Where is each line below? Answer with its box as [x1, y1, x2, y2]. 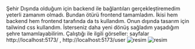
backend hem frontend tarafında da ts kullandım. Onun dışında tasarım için [6, 18, 190, 24]
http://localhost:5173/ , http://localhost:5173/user [6, 37, 126, 43]
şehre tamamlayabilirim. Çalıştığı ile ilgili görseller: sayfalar [6, 30, 150, 37]
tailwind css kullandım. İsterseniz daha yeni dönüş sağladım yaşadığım [6, 24, 179, 31]
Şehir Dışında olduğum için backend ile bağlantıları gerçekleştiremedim [6, 5, 181, 12]
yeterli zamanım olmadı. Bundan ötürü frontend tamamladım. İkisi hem [6, 11, 178, 18]
